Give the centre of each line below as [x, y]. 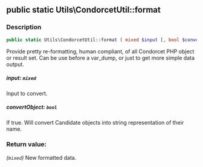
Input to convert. [27, 93]
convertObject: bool [32, 107]
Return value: [27, 145]
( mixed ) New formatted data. [41, 157]
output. [15, 64]
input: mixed [21, 78]
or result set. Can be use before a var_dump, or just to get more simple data [101, 57]
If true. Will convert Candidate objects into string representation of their [95, 122]
